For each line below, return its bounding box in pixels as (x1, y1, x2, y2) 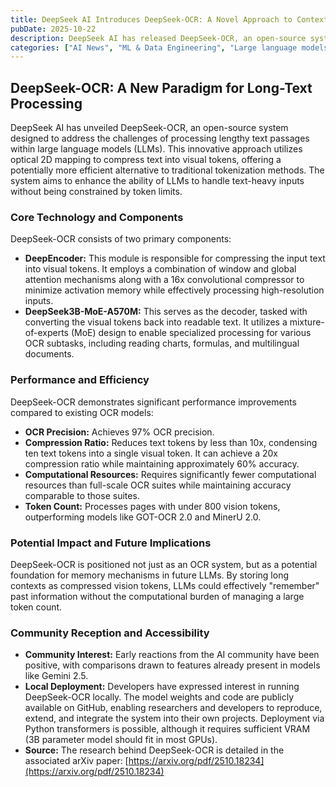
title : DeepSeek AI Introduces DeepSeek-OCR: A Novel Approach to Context (10, 14, 329, 25)
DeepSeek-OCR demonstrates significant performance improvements (10, 396, 297, 408)
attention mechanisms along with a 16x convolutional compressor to (24, 274, 305, 286)
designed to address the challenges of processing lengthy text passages (10, 132, 310, 145)
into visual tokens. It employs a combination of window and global (24, 263, 297, 275)
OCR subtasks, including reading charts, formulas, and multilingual (24, 337, 300, 350)
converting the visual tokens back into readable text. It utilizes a (24, 316, 288, 328)
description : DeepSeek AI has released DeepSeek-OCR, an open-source (10, 33, 307, 43)
